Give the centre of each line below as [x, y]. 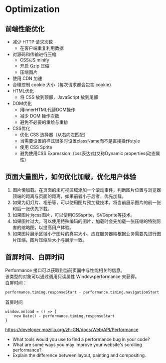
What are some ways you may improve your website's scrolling [77, 344]
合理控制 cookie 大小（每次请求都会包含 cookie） [63, 84]
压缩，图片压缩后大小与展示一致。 [52, 240]
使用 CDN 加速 [27, 78]
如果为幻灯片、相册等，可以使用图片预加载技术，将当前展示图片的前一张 [86, 202]
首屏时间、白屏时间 [35, 257]
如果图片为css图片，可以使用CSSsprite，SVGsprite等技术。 [74, 215]
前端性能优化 [25, 29]
